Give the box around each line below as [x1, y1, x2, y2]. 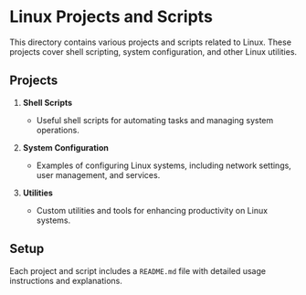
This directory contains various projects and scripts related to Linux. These [9, 37, 292, 47]
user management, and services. [36, 169, 161, 180]
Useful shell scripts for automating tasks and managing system [36, 114, 274, 125]
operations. [36, 124, 79, 135]
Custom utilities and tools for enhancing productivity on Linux [36, 205, 268, 216]
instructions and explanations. [9, 275, 123, 286]
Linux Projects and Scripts [9, 6, 213, 27]
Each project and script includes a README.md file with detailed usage [9, 265, 267, 276]
